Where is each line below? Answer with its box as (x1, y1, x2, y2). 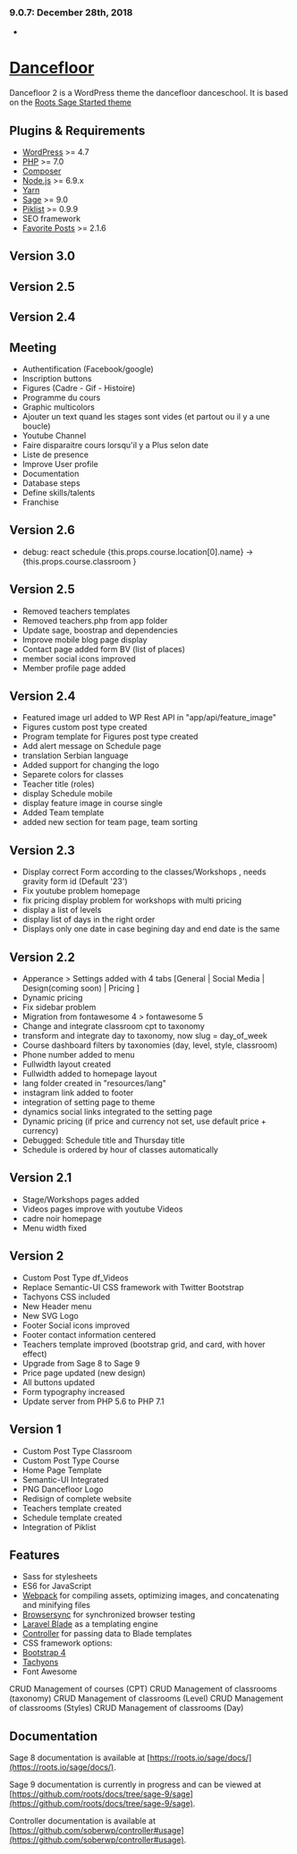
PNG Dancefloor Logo (21, 1484, 104, 1494)
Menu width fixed (21, 1222, 88, 1233)
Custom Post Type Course (21, 1455, 120, 1466)
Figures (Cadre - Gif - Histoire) (21, 383, 136, 394)
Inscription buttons (21, 373, 92, 384)
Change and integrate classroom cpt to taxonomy (21, 1021, 206, 1032)
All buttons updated (21, 1376, 96, 1388)
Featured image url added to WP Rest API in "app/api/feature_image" (21, 712, 277, 723)
